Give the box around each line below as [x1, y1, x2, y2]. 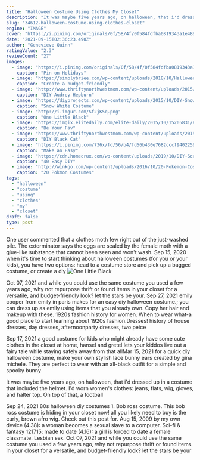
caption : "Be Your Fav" [17, 125, 76, 131]
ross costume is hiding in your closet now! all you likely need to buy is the [6, 409, 186, 416]
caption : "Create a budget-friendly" [17, 81, 111, 87]
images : [6, 58, 26, 64]
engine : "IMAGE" [6, 25, 46, 32]
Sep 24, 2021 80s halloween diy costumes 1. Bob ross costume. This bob [6, 402, 186, 409]
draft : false [6, 214, 39, 220]
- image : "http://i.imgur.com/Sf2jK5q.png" [11, 109, 121, 115]
